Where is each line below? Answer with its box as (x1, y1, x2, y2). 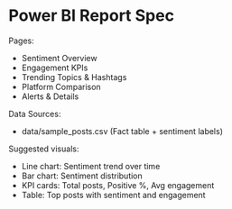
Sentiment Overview (21, 52, 97, 63)
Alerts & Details (21, 91, 79, 102)
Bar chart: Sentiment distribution (21, 170, 144, 181)
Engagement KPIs (21, 62, 88, 73)
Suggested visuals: (8, 143, 79, 154)
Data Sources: (8, 108, 61, 119)
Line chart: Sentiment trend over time (21, 160, 161, 171)
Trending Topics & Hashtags (21, 71, 127, 82)
